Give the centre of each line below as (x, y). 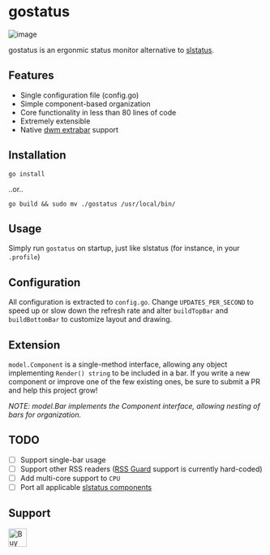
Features (31, 76)
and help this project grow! (53, 390)
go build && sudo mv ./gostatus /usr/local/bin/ (92, 204)
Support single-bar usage (63, 460)
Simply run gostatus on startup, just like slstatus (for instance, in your (124, 248)
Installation (37, 156)
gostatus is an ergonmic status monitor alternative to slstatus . (111, 50)
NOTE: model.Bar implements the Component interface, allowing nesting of (135, 406)
